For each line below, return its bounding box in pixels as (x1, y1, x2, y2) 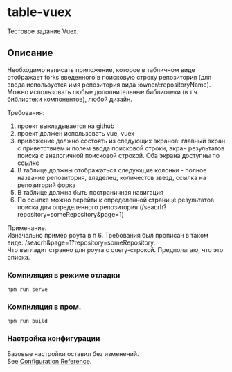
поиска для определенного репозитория (17, 202, 139, 211)
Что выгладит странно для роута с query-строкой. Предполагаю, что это (7, 245, 224, 254)
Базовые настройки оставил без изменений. (7, 349, 140, 357)
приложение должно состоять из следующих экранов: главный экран (17, 136, 226, 145)
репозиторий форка (17, 181, 76, 189)
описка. (7, 253, 30, 261)
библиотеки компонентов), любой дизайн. (7, 95, 133, 103)
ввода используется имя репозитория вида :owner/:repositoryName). (7, 80, 211, 89)
